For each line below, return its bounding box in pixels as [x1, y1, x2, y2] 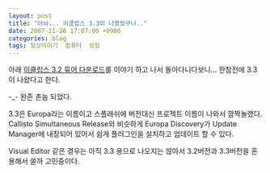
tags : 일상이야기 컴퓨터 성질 [8, 42, 101, 50]
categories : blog [8, 34, 67, 43]
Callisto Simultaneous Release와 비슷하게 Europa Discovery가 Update [8, 119, 237, 129]
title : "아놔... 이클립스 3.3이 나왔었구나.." [8, 19, 148, 27]
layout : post [8, 11, 53, 20]
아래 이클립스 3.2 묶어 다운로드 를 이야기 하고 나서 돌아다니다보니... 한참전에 [8, 65, 245, 75]
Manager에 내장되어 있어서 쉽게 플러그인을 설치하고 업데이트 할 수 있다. [8, 130, 234, 139]
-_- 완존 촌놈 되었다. [8, 92, 73, 101]
